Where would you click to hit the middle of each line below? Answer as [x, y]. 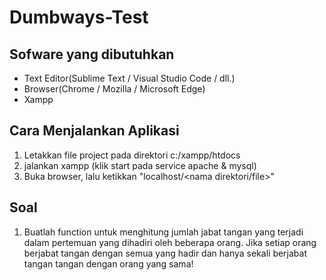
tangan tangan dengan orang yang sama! [108, 263]
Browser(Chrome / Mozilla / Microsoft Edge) [114, 89]
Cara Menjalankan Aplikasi [94, 131]
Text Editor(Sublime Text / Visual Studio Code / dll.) [129, 78]
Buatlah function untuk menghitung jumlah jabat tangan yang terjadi [163, 232]
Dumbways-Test [79, 17]
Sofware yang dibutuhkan [92, 54]
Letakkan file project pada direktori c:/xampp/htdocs [132, 155]
